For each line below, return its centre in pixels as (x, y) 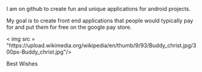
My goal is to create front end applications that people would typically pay (100, 20)
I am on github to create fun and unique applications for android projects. (99, 9)
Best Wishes (22, 64)
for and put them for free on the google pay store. (69, 27)
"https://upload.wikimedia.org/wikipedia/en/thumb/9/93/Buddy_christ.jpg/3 (101, 45)
